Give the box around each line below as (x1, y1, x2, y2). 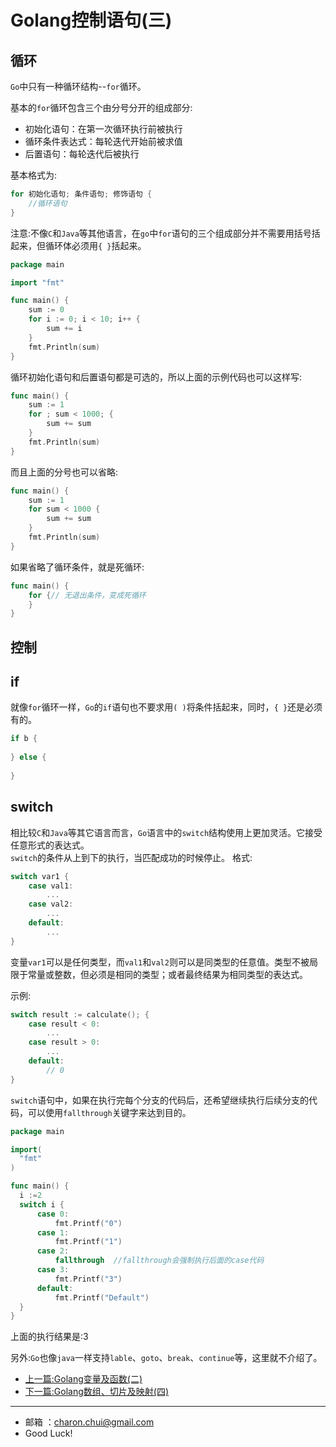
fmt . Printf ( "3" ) (54, 1274, 123, 1284)
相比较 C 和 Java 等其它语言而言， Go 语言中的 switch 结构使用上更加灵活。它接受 (10, 826, 323, 838)
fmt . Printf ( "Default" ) (54, 1292, 150, 1303)
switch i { (19, 1199, 65, 1210)
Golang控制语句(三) (10, 9, 173, 32)
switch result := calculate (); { (10, 1009, 150, 1020)
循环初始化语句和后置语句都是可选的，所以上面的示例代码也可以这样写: (10, 371, 303, 383)
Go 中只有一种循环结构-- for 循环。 (10, 81, 147, 92)
